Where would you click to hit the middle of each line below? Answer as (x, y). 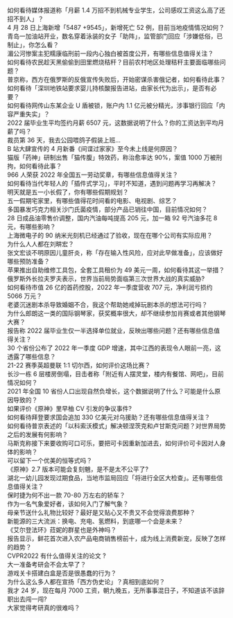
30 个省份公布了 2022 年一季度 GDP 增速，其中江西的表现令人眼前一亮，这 (114, 348)
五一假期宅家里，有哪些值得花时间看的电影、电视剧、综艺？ (92, 201)
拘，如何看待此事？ (35, 166)
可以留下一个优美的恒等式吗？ (50, 460)
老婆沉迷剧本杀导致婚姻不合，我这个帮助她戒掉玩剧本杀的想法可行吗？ (107, 304)
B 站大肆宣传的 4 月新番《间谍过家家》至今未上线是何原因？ (93, 149)
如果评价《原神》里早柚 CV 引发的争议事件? (69, 408)
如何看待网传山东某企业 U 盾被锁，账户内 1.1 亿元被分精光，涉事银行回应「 (113, 105)
